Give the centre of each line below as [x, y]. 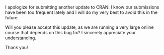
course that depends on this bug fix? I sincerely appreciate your [71, 32]
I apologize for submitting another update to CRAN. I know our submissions [82, 7]
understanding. [21, 38]
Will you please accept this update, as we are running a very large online [80, 27]
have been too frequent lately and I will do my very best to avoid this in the [82, 12]
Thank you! [17, 47]
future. [12, 18]
